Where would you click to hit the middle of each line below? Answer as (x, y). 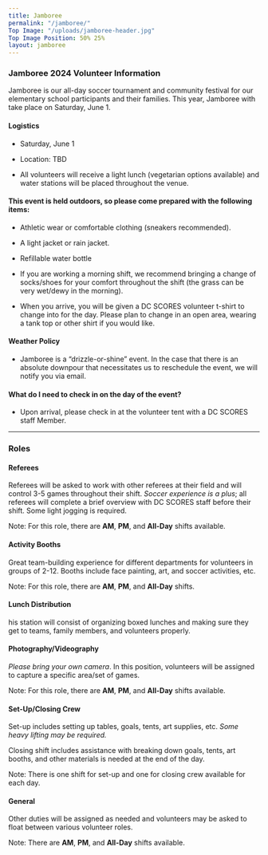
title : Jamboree (35, 16)
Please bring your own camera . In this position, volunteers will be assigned (132, 666)
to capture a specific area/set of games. (74, 675)
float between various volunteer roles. (71, 827)
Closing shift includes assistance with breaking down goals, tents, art (122, 751)
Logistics (24, 126)
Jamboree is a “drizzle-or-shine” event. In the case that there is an (129, 359)
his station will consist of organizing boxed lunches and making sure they (128, 622)
